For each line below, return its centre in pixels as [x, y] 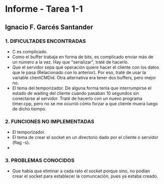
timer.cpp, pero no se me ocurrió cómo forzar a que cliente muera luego [85, 103]
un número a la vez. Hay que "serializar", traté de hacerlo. [70, 62]
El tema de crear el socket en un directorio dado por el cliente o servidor [85, 138]
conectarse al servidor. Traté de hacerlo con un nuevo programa [77, 98]
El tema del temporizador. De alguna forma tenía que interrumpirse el [82, 88]
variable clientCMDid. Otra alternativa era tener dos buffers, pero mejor [84, 77]
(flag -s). [21, 142]
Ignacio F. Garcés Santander [49, 27]
